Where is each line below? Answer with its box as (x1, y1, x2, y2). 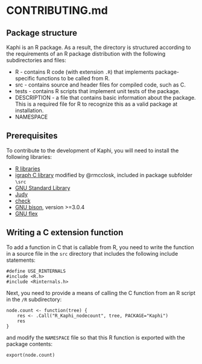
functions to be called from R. (36, 75, 110, 82)
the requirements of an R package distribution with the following (6, 50, 166, 57)
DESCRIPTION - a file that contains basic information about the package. (14, 94, 196, 101)
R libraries (14, 164, 40, 172)
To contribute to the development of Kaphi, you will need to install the (6, 146, 179, 154)
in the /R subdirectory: (6, 296, 62, 303)
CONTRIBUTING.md (6, 4, 109, 18)
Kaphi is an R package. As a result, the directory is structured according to (6, 44, 191, 51)
